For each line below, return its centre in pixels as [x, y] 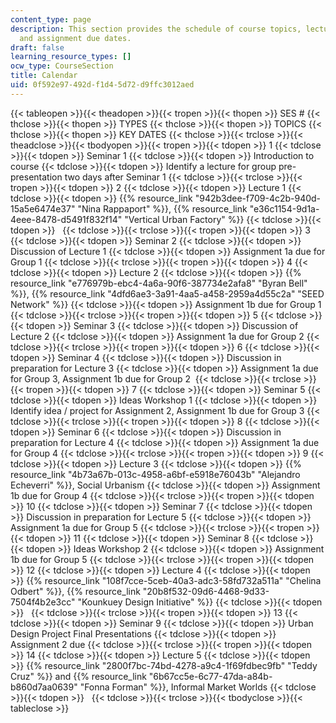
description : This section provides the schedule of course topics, [156, 29]
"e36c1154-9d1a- [284, 208]
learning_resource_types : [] [71, 57]
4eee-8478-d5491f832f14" [66, 219]
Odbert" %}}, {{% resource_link [75, 591]
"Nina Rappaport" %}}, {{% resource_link [162, 208]
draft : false [37, 47]
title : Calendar [44, 76]
